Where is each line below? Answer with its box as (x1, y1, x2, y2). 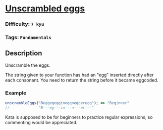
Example (5, 89, 27, 96)
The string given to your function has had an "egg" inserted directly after (5, 72, 154, 78)
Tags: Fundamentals (5, 34, 52, 41)
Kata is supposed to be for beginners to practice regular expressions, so (5, 114, 153, 120)
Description (5, 49, 42, 57)
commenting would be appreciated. (5, 119, 78, 125)
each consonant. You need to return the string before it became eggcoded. (5, 77, 159, 83)
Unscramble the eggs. (5, 62, 51, 68)
